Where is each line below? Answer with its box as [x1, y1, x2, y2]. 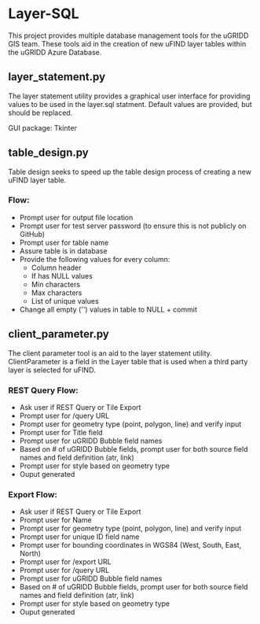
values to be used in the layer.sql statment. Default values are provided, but [8, 99, 253, 109]
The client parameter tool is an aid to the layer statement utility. [8, 348, 212, 358]
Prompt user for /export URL [19, 557, 112, 567]
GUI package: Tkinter [8, 123, 77, 132]
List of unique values [31, 296, 100, 305]
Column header [31, 263, 82, 272]
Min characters [31, 279, 81, 289]
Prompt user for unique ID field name [19, 532, 140, 541]
